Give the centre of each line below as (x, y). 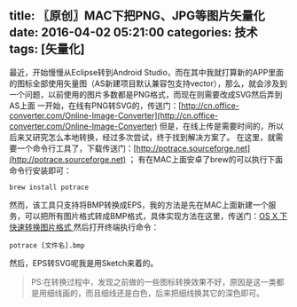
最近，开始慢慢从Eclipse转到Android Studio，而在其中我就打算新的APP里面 (146, 72)
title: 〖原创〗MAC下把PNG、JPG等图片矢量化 (137, 16)
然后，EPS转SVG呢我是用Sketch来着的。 (84, 263)
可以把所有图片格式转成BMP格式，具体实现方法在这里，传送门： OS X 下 (156, 216)
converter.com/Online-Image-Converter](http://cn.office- (114, 115)
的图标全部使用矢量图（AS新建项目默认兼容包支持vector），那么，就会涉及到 (148, 83)
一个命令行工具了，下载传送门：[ (77, 148)
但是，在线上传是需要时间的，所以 (221, 126)
